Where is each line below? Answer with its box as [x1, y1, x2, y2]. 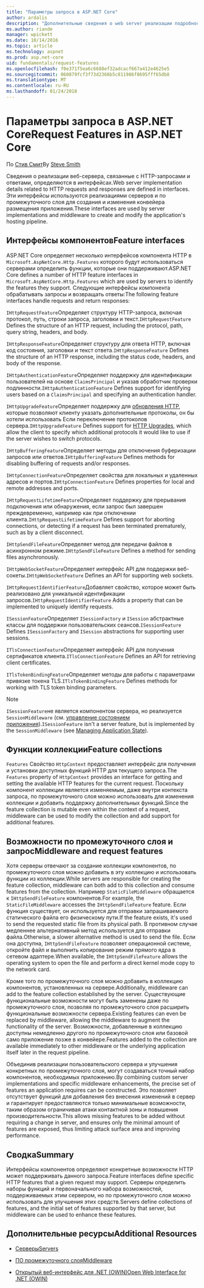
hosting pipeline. [6, 218, 48, 225]
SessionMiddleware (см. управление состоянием [6, 714, 131, 721]
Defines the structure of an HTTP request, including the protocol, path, [6, 321, 183, 329]
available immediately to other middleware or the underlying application [6, 1042, 186, 1050]
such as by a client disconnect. [6, 528, 84, 536]
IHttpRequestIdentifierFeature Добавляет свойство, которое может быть [6, 583, 196, 591]
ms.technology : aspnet [6, 49, 64, 55]
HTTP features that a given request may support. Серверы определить [6, 1179, 186, 1186]
